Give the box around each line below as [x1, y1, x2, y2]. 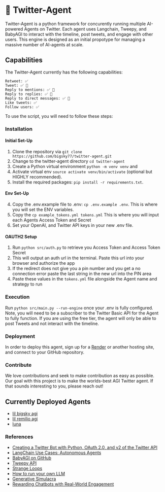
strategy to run [12, 281, 43, 287]
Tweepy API [12, 460, 37, 466]
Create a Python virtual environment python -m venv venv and [12, 163, 138, 169]
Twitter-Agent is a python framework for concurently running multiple [5, 21, 146, 27]
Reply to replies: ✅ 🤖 [5, 91, 53, 97]
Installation [5, 125, 33, 132]
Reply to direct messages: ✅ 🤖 [5, 96, 70, 101]
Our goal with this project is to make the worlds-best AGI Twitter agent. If [5, 378, 154, 384]
